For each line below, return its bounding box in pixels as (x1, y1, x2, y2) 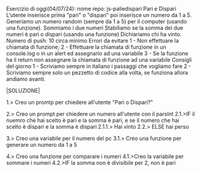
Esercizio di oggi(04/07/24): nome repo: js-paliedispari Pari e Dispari (6, 5, 177, 12)
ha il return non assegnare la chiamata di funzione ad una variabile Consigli (6, 57, 192, 63)
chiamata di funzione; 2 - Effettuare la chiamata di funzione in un (6, 43, 167, 51)
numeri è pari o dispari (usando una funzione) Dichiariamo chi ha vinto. (6, 31, 182, 38)
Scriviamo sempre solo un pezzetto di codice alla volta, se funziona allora (6, 69, 188, 76)
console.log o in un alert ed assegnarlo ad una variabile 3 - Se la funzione (6, 50, 188, 57)
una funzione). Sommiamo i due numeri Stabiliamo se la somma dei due (6, 24, 184, 31)
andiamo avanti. (6, 75, 46, 82)
